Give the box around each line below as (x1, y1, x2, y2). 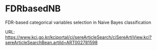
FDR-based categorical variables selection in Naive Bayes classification (5, 19, 152, 25)
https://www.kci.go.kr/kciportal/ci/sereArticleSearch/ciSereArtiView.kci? (5, 34, 152, 40)
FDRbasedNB (5, 3, 61, 14)
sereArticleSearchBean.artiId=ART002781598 (5, 39, 98, 45)
